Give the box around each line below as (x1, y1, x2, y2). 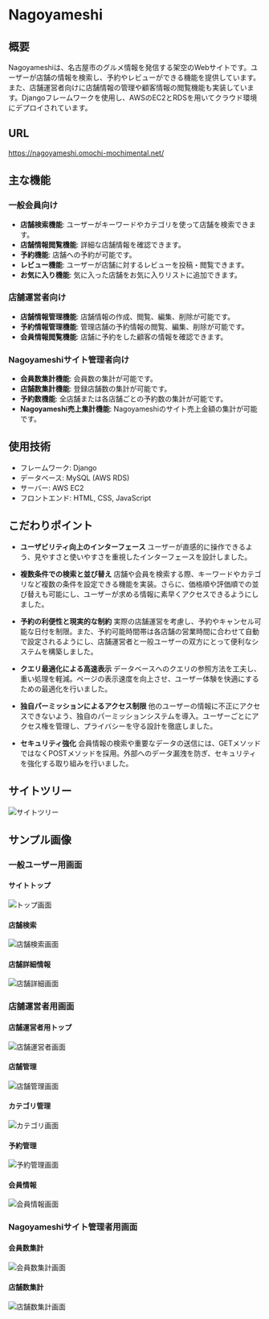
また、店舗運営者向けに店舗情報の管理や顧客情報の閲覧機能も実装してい (8, 83, 247, 92)
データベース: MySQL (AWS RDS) (19, 473, 130, 483)
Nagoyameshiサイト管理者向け (8, 354, 130, 365)
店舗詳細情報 (8, 959, 51, 969)
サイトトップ (8, 881, 51, 890)
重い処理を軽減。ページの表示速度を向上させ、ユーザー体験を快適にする (19, 674, 259, 683)
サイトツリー (8, 784, 72, 798)
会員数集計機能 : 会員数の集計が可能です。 (19, 374, 158, 384)
